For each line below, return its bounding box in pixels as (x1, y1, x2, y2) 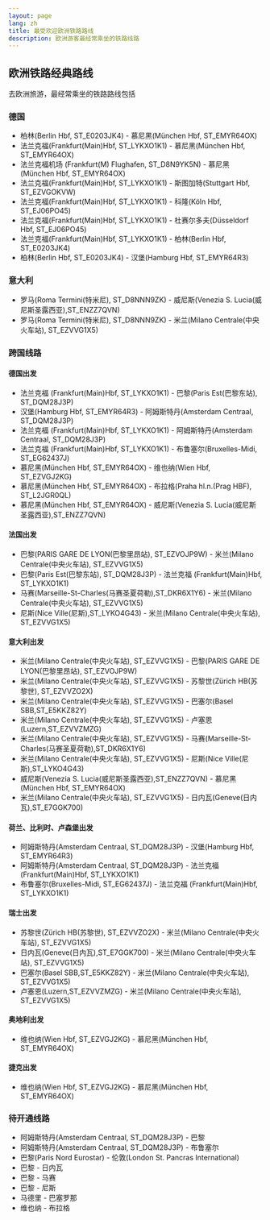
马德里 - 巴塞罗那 (19, 1193, 78, 1203)
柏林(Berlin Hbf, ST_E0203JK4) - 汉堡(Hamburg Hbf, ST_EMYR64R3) (19, 253, 249, 263)
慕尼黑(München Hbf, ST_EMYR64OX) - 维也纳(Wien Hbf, (19, 463, 211, 472)
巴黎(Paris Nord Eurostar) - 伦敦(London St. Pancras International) (19, 1153, 240, 1163)
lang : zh (8, 19, 38, 27)
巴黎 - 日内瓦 (19, 1163, 64, 1172)
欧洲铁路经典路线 (8, 66, 93, 80)
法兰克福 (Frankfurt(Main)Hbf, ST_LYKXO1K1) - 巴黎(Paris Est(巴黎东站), (19, 388, 258, 397)
